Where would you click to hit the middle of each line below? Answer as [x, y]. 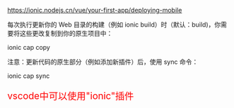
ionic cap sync [29, 76]
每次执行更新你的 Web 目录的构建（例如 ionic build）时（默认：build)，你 [114, 25]
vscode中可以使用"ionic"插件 [71, 96]
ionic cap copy [29, 47]
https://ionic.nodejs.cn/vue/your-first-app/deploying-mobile [95, 10]
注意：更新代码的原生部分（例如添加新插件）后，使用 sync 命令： [103, 62]
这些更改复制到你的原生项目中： [66, 33]
